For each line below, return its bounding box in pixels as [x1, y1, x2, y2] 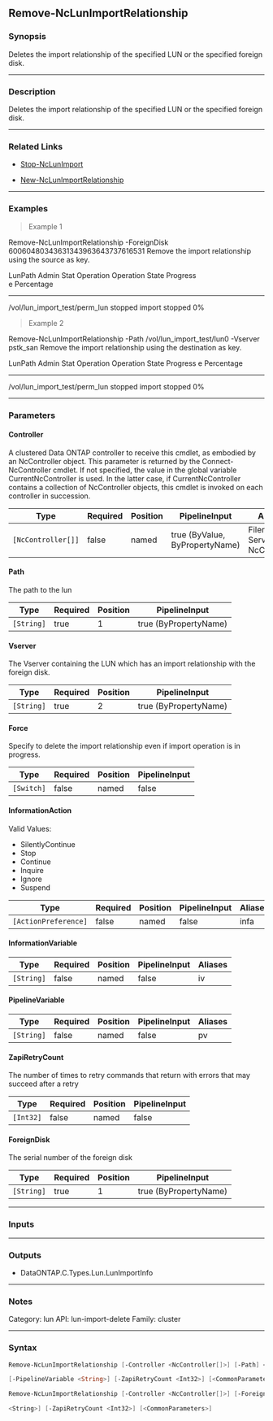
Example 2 [28, 318, 64, 328]
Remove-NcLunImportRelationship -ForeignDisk [8, 237, 169, 247]
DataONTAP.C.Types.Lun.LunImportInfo [19, 1267, 154, 1277]
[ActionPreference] [12, 916, 88, 926]
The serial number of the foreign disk [8, 1153, 132, 1162]
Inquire [19, 865, 45, 875]
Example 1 [28, 221, 63, 231]
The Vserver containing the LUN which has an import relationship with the [8, 658, 256, 669]
